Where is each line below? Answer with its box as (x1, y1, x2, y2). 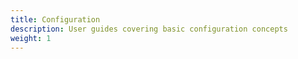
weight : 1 (10, 33, 52, 43)
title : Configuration (10, 14, 101, 25)
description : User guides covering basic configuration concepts (10, 24, 288, 34)
